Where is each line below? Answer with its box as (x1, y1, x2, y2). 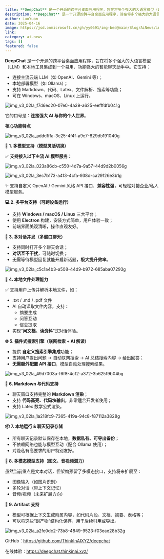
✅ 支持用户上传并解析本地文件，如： (5, 287, 79, 292)
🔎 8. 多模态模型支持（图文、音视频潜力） (5, 458, 87, 463)
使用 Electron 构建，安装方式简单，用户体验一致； (12, 217, 114, 223)
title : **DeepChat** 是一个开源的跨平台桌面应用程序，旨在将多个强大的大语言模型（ (5, 7, 158, 12)
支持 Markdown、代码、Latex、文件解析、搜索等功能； (12, 86, 123, 92)
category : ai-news (5, 35, 42, 40)
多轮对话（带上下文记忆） (12, 485, 64, 490)
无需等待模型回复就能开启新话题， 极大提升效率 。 (12, 256, 111, 262)
